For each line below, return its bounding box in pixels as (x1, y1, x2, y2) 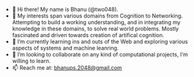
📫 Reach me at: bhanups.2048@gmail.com (12, 64, 122, 71)
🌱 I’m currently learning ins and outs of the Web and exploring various (12, 38, 188, 45)
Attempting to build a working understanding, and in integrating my (12, 19, 181, 25)
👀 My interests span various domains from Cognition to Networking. (12, 12, 183, 19)
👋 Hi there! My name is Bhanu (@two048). (12, 6, 119, 13)
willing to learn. (12, 58, 51, 64)
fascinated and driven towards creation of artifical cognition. (12, 32, 165, 39)
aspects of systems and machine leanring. (12, 44, 119, 52)
